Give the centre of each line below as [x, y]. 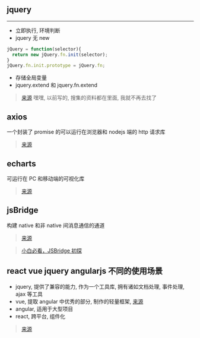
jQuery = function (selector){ [44, 49]
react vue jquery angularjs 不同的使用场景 [85, 271]
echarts [21, 164]
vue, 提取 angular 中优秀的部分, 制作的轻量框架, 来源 [79, 301]
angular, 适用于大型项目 [44, 309]
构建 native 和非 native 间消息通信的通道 [56, 225]
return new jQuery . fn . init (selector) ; [60, 55]
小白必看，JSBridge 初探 [51, 250]
